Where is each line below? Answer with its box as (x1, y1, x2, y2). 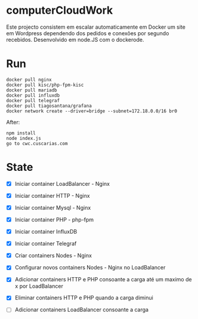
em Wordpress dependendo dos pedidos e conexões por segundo (6, 29, 169, 36)
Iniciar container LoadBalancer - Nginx (14, 180, 110, 187)
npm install (6, 130, 36, 136)
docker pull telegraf (6, 97, 60, 103)
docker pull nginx (6, 76, 52, 82)
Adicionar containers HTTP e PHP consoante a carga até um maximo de (14, 276, 192, 283)
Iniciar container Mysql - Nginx (14, 204, 91, 211)
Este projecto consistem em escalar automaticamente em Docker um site (6, 23, 186, 30)
